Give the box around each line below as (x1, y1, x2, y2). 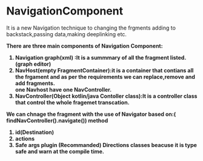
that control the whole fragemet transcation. (15, 98, 130, 106)
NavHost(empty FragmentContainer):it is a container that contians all (15, 66, 194, 74)
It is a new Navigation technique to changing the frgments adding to (6, 24, 176, 31)
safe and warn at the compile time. (15, 148, 104, 155)
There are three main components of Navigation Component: (6, 42, 163, 49)
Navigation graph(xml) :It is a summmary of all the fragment (15, 54, 170, 61)
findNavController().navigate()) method (6, 116, 108, 124)
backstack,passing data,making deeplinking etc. (6, 30, 127, 37)
